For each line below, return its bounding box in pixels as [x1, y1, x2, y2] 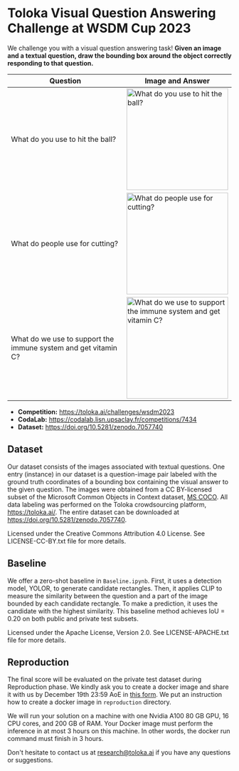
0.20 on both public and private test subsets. [7, 614, 139, 623]
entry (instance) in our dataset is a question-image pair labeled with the [7, 469, 217, 479]
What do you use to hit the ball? [11, 134, 117, 144]
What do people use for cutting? [11, 238, 119, 248]
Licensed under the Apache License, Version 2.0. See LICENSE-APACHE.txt [7, 628, 229, 636]
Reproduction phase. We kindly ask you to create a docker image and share [7, 683, 229, 691]
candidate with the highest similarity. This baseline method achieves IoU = [7, 606, 225, 615]
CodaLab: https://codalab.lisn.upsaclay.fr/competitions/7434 [17, 415, 197, 424]
